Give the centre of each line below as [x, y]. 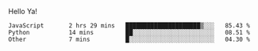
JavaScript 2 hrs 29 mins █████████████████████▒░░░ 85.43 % [129, 26]
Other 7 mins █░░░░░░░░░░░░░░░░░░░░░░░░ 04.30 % [129, 39]
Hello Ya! [23, 11]
